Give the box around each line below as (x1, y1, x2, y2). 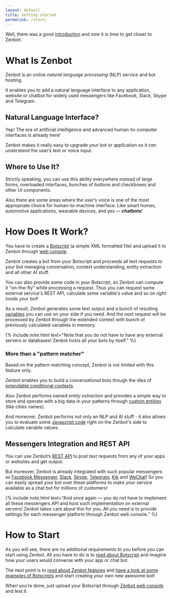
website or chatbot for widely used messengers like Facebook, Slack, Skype (5, 93, 167, 99)
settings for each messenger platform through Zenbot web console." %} (5, 511, 158, 517)
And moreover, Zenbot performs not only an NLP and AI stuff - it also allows (5, 413, 166, 420)
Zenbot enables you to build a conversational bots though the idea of (5, 377, 152, 384)
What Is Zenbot (5, 55, 72, 66)
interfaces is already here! (5, 132, 61, 138)
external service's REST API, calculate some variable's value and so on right (5, 290, 166, 296)
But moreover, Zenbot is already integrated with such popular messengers (5, 468, 163, 475)
